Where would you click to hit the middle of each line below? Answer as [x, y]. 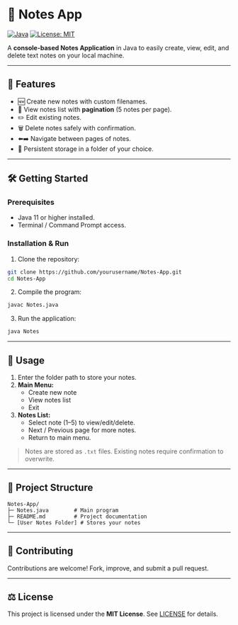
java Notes [23, 332]
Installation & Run [38, 244]
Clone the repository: [49, 259]
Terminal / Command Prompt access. [72, 225]
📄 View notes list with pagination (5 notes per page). [95, 109]
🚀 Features [32, 84]
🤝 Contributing [40, 551]
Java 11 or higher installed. [56, 218]
